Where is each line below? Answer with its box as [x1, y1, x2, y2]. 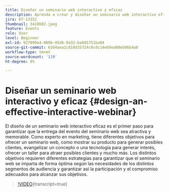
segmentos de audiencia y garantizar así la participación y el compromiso [5, 166, 158, 172]
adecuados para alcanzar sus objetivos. [5, 171, 88, 177]
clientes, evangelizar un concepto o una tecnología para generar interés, [5, 145, 156, 151]
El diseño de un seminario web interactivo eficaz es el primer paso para [5, 123, 154, 129]
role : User [5, 31, 28, 36]
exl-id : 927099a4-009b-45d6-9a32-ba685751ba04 [5, 40, 105, 45]
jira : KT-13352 [5, 17, 37, 22]
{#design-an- [90, 96, 148, 107]
